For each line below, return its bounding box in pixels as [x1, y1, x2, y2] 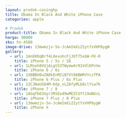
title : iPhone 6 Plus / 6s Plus [14, 77, 82, 82]
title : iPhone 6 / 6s [14, 68, 60, 73]
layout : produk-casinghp [5, 7, 58, 13]
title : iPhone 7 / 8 [14, 86, 58, 91]
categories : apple [5, 17, 44, 22]
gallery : [5, 49, 24, 54]
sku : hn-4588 [5, 40, 33, 45]
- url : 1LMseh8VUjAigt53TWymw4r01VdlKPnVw [10, 63, 101, 68]
